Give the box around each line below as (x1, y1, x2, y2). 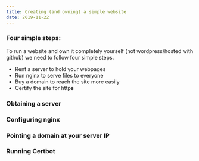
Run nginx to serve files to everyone (14, 72, 104, 79)
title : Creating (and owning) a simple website (6, 8, 127, 15)
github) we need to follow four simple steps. (6, 54, 114, 61)
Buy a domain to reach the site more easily (14, 78, 120, 85)
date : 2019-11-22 (6, 14, 49, 20)
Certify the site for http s (14, 84, 74, 91)
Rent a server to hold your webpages (14, 65, 106, 72)
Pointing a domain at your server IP (6, 131, 110, 140)
